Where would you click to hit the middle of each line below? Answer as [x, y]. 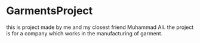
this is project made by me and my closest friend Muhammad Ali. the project [100, 27]
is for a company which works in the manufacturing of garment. [84, 33]
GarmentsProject [50, 11]
